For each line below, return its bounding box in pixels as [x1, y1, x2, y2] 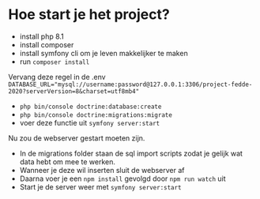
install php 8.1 [19, 32, 65, 41]
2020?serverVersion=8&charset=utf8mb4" [8, 87, 140, 96]
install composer [19, 39, 74, 49]
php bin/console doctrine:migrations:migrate [19, 111, 172, 119]
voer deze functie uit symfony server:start [19, 118, 160, 127]
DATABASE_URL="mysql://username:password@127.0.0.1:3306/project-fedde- [8, 81, 253, 88]
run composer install [19, 57, 90, 66]
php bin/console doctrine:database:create [19, 103, 162, 111]
